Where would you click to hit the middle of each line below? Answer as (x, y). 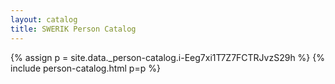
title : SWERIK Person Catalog (73, 29)
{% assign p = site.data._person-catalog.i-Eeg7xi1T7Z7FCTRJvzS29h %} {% (167, 57)
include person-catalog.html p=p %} (85, 68)
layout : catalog (44, 19)
